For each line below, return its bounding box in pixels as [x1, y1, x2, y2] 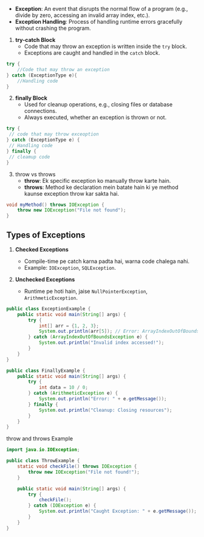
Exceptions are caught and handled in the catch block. [24, 49, 160, 56]
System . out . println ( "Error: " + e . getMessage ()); [38, 396, 167, 402]
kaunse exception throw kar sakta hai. [24, 190, 120, 197]
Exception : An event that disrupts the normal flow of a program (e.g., [15, 5, 188, 12]
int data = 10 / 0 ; [38, 385, 88, 391]
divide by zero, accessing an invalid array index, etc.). [15, 12, 150, 19]
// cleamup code [8, 154, 50, 160]
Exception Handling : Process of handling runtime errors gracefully [15, 18, 183, 25]
